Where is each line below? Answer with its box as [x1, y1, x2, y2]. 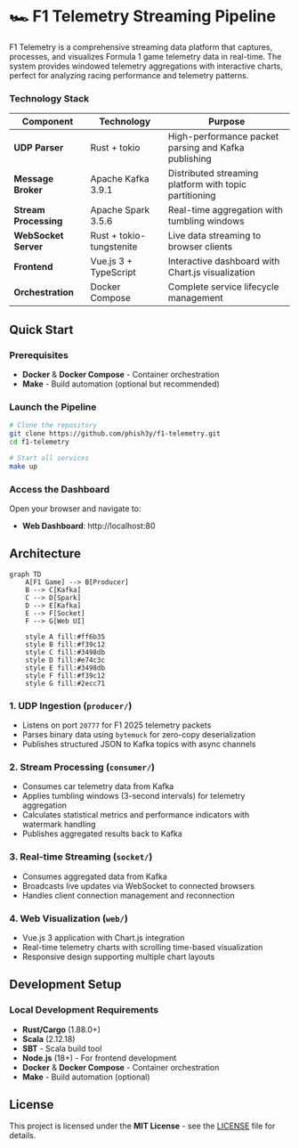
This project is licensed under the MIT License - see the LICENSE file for [9, 1120, 276, 1131]
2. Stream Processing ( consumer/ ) [9, 761, 156, 773]
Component [21, 116, 74, 128]
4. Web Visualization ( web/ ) [9, 912, 129, 924]
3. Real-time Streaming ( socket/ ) [9, 851, 153, 863]
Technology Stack [9, 92, 90, 104]
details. [9, 1130, 36, 1141]
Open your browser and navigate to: [9, 503, 141, 514]
